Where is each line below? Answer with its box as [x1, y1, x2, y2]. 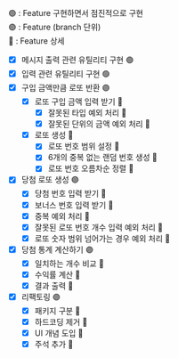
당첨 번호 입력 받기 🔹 [34, 188, 107, 199]
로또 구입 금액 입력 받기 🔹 [34, 96, 124, 107]
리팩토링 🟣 [20, 291, 61, 302]
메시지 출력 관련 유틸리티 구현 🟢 [20, 54, 134, 65]
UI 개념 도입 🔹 [34, 328, 84, 338]
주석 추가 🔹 [34, 339, 74, 350]
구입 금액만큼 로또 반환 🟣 [20, 83, 110, 93]
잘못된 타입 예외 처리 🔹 [47, 108, 127, 118]
